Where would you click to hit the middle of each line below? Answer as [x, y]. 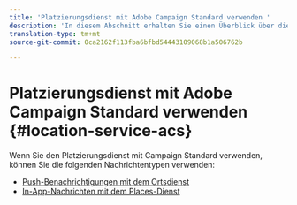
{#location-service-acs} [101, 131]
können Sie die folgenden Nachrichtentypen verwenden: [112, 165]
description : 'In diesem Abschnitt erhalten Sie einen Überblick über [142, 26]
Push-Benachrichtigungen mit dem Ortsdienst [106, 182]
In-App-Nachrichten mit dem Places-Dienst [101, 192]
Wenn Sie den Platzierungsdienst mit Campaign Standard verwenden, [136, 156]
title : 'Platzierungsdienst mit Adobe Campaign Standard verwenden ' [140, 17]
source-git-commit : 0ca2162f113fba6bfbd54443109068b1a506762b [126, 42]
